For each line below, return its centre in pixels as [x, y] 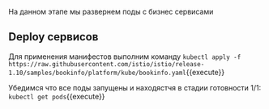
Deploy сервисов [53, 37]
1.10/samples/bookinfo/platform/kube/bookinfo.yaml [97, 73]
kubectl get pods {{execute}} [57, 96]
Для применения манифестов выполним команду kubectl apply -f [125, 57]
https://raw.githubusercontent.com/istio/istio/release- [107, 64]
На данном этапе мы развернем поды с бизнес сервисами [111, 12]
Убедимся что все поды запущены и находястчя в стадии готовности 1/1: [135, 87]
